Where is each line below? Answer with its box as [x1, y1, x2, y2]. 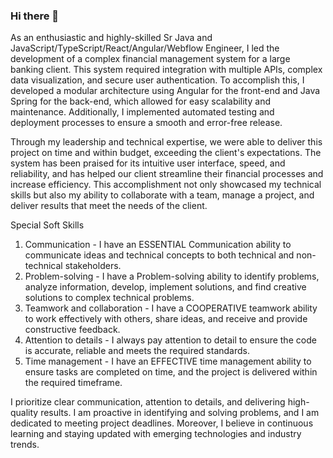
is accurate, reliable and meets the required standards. [24, 345, 251, 357]
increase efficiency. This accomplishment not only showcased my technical [10, 179, 322, 191]
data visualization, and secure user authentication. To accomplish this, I [10, 74, 305, 86]
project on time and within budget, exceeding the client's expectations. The [10, 147, 322, 159]
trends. [10, 439, 40, 451]
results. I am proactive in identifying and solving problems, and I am [40, 407, 320, 419]
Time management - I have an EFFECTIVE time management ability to [24, 355, 312, 368]
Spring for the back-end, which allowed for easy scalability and [10, 95, 271, 108]
